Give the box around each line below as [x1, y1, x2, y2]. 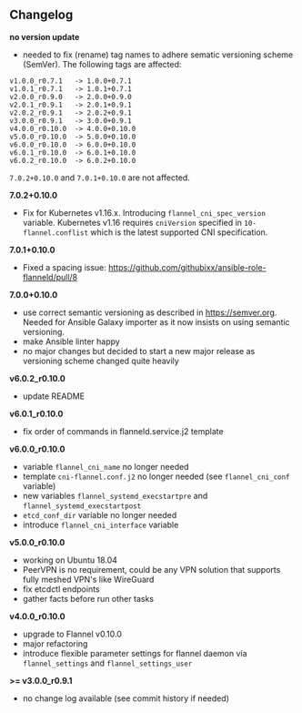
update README [22, 391, 85, 402]
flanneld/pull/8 [22, 271, 78, 282]
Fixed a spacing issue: [22, 261, 107, 272]
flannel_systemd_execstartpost [22, 501, 142, 511]
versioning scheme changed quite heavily [22, 355, 179, 366]
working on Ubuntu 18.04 [22, 555, 118, 565]
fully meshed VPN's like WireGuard [22, 574, 155, 585]
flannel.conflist [22, 228, 89, 238]
